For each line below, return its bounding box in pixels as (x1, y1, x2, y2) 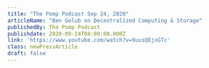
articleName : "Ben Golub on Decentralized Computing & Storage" (7, 17, 203, 24)
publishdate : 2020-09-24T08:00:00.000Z (7, 30, 126, 38)
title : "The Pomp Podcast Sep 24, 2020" (7, 10, 130, 18)
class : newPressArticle (7, 43, 78, 50)
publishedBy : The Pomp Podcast (7, 23, 101, 30)
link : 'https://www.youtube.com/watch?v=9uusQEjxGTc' (7, 37, 171, 44)
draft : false (7, 50, 46, 57)
